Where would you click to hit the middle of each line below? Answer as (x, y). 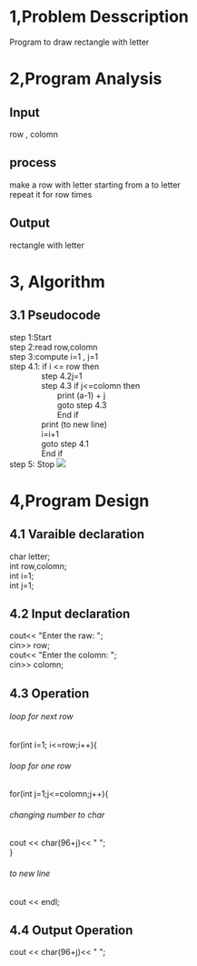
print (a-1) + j (82, 395)
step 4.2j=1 (62, 376)
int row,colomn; (38, 565)
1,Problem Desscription (99, 17)
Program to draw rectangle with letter (79, 42)
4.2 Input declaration (70, 613)
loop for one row (40, 766)
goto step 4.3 (82, 405)
